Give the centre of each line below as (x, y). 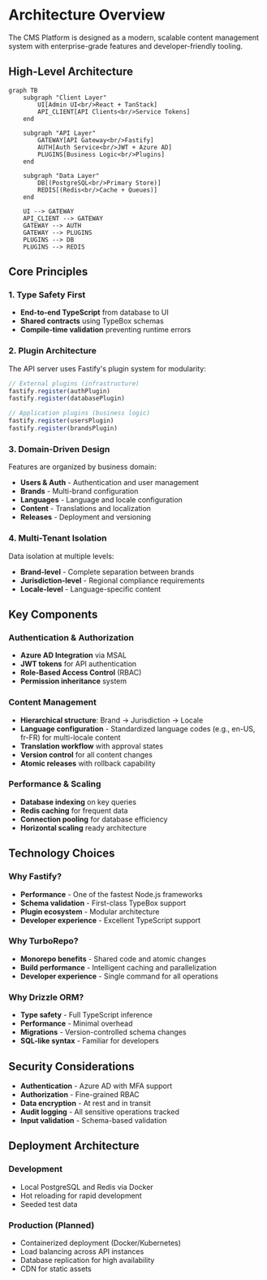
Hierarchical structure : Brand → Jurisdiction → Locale (112, 720)
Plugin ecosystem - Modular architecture (90, 911)
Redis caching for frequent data (74, 810)
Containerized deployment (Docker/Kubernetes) (100, 1243)
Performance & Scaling (55, 784)
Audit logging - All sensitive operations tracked (100, 1112)
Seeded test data (49, 1204)
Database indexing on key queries (78, 801)
